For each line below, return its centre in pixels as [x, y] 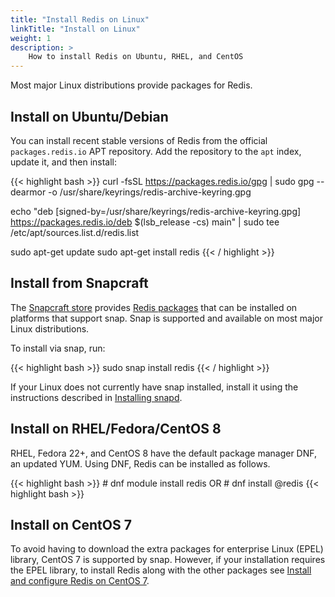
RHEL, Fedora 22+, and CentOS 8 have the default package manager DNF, [163, 453]
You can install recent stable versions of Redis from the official [139, 140]
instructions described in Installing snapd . [96, 397]
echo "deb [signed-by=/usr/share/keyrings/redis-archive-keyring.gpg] [156, 211]
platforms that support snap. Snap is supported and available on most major [166, 318]
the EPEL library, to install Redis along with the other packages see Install [161, 570]
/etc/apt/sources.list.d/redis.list [75, 232]
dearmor [28, 192]
